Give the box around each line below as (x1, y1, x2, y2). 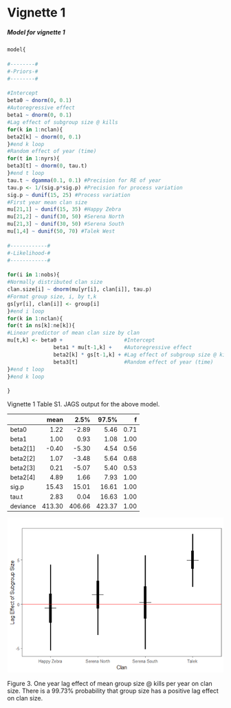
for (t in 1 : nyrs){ (7, 155, 60, 163)
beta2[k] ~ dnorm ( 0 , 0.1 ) (7, 133, 81, 140)
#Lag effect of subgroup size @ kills (7, 118, 118, 125)
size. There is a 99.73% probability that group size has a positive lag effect (7, 687, 219, 695)
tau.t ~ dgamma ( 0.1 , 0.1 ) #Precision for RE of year (7, 177, 162, 184)
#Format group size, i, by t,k (7, 293, 97, 300)
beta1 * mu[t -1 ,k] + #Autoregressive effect (53, 344, 192, 351)
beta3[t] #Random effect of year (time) (53, 358, 214, 366)
